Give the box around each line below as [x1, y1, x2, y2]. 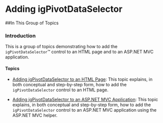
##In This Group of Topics [5, 20, 59, 26]
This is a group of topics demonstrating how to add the [5, 44, 118, 50]
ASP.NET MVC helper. [12, 113, 58, 119]
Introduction [5, 32, 36, 39]
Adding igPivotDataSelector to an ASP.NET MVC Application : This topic [12, 97, 158, 103]
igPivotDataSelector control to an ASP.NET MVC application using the [12, 107, 157, 113]
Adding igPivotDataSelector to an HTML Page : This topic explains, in [12, 76, 153, 82]
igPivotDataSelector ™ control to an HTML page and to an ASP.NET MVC [5, 49, 154, 55]
